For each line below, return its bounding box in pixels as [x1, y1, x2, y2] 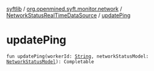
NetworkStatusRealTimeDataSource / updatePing [6, 12, 131, 19]
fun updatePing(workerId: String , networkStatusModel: [6, 53, 149, 59]
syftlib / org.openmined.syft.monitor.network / [6, 6, 122, 12]
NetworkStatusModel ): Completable [6, 58, 95, 65]
